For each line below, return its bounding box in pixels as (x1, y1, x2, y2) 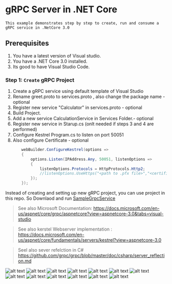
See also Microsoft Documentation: (17, 205, 93, 212)
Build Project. (12, 110, 41, 116)
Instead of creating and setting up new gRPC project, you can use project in (5, 190, 165, 196)
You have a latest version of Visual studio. (12, 52, 101, 59)
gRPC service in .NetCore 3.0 (5, 25, 70, 30)
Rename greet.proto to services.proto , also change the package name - (12, 93, 165, 100)
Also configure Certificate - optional (12, 137, 89, 143)
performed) (12, 126, 37, 132)
